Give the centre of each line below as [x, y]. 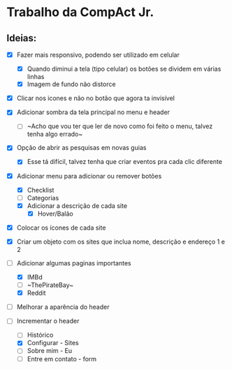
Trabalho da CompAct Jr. [80, 12]
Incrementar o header [48, 321]
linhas [36, 77]
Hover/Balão [56, 214]
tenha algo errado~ [55, 134]
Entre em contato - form [62, 358]
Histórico [40, 335]
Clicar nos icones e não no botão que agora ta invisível [96, 98]
